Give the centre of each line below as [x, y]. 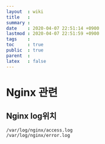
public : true [25, 50]
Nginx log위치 [31, 116]
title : [18, 17]
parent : [18, 56]
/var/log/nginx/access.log [39, 130]
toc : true [25, 45]
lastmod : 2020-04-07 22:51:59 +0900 [53, 34]
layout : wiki [25, 12]
